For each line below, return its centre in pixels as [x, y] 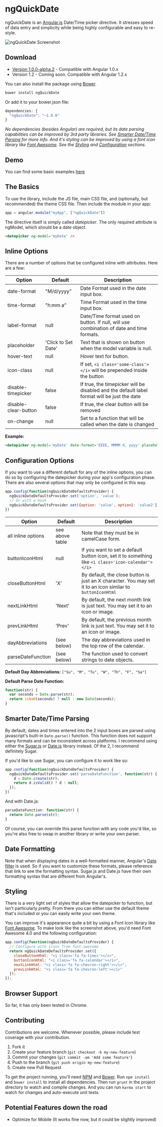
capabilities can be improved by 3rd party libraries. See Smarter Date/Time [81, 134]
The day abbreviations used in [116, 639]
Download [21, 58]
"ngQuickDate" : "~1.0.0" [34, 115]
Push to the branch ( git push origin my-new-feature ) [66, 1062]
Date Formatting [30, 849]
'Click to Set [59, 342]
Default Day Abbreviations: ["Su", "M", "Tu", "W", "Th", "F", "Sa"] [76, 671]
